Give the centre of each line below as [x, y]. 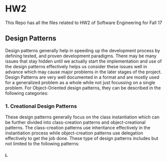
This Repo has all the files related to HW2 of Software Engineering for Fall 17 [84, 23]
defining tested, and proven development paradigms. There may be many [81, 56]
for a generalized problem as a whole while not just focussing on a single [80, 82]
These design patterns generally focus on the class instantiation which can [82, 117]
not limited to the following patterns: [42, 144]
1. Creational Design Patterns [41, 106]
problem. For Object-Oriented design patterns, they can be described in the [83, 88]
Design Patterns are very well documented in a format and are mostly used [82, 77]
